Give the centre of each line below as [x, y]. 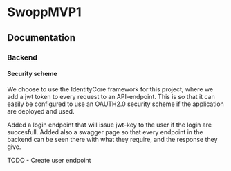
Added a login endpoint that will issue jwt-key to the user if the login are [110, 125]
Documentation [41, 38]
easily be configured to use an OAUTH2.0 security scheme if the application [116, 104]
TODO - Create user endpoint [49, 160]
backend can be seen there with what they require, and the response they [112, 139]
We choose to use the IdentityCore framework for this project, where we [110, 89]
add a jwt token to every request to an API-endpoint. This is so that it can [111, 96]
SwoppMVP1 [44, 12]
